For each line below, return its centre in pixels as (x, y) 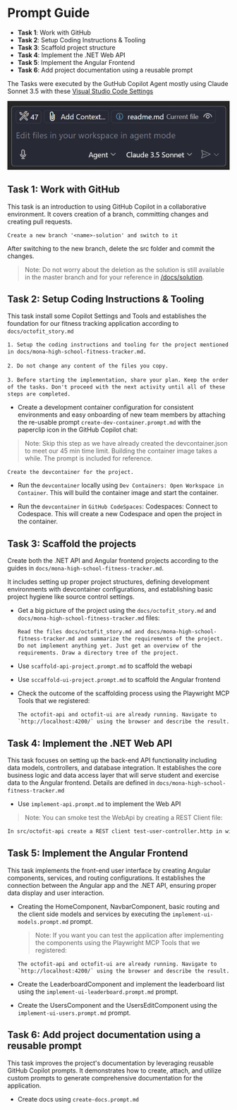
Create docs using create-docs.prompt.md (78, 1099)
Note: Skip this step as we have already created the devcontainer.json (126, 444)
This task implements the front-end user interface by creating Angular (109, 870)
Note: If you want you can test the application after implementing (129, 935)
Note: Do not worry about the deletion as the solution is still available (124, 269)
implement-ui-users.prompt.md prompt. (74, 1013)
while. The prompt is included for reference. (89, 458)
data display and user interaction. (56, 893)
